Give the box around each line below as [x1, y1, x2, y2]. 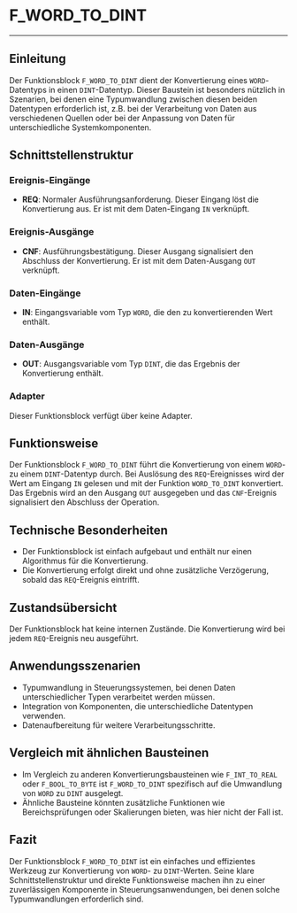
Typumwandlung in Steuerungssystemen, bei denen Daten [21, 682, 236, 692]
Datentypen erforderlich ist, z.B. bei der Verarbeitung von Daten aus [9, 103, 257, 113]
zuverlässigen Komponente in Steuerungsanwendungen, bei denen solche [9, 884, 280, 894]
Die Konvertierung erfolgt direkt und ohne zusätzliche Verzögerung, [21, 565, 270, 576]
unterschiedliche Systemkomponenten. [9, 121, 152, 133]
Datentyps [9, 84, 47, 95]
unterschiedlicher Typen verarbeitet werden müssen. [21, 692, 216, 702]
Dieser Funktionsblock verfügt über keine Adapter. [9, 410, 193, 421]
